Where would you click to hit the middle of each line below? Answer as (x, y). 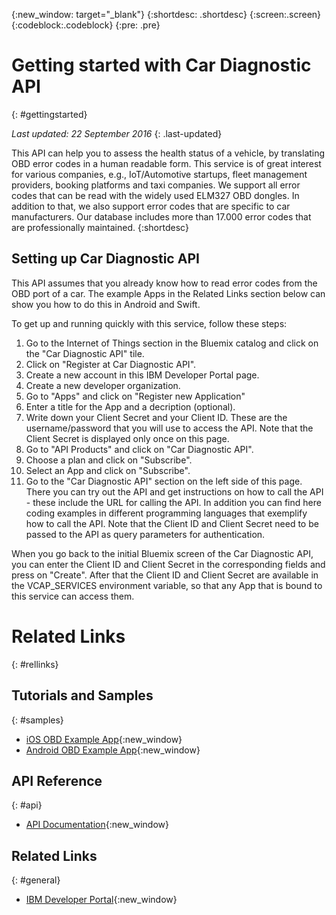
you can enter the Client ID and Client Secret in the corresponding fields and (168, 564)
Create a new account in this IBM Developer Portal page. (142, 375)
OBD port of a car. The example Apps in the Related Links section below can (168, 293)
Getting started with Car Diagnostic (161, 65)
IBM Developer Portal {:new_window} (101, 900)
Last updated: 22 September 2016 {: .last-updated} (117, 133)
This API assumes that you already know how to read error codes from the (164, 283)
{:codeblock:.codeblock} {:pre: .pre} (86, 25)
